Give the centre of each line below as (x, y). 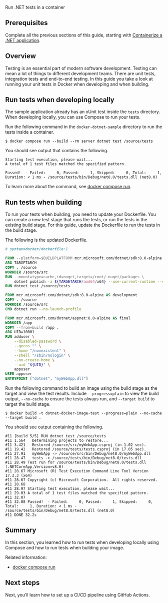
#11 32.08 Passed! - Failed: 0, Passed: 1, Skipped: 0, (79, 502)
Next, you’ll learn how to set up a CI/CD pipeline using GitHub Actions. (77, 594)
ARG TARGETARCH (21, 263)
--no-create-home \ (34, 360)
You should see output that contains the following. (57, 151)
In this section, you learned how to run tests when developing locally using (82, 542)
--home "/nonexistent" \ (40, 351)
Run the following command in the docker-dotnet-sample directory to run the (84, 127)
